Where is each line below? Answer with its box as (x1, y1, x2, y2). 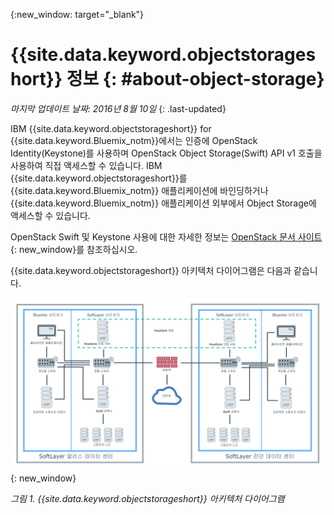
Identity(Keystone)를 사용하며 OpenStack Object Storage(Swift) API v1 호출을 (10, 147, 323, 159)
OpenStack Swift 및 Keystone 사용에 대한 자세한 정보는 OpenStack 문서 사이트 (10, 230, 323, 243)
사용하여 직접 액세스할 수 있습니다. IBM (10, 159, 163, 171)
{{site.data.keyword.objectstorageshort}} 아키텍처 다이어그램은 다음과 (10, 264, 292, 276)
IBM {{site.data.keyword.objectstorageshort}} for (10, 122, 212, 134)
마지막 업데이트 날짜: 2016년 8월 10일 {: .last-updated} (10, 102, 227, 114)
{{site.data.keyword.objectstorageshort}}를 (10, 172, 188, 184)
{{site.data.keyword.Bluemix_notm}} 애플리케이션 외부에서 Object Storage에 (10, 197, 317, 209)
